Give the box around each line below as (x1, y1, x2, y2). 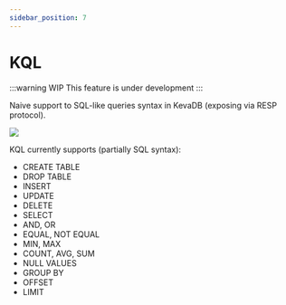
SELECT (22, 209, 53, 220)
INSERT (22, 180, 52, 191)
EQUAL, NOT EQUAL (22, 228, 100, 240)
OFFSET (22, 277, 54, 288)
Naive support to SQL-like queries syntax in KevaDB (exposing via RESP (9, 100, 278, 110)
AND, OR (22, 219, 56, 230)
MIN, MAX (22, 238, 62, 249)
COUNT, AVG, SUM (22, 248, 95, 259)
